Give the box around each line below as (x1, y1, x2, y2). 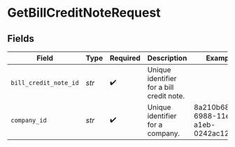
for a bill (147, 82, 174, 92)
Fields (7, 33, 35, 45)
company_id (10, 116, 47, 124)
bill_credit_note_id (10, 79, 79, 86)
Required (109, 54, 141, 63)
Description (147, 54, 187, 63)
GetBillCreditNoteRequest (7, 5, 161, 21)
